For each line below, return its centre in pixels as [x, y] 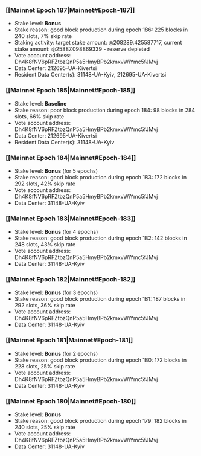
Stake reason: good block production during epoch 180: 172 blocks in [101, 360]
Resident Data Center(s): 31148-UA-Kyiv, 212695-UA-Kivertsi [90, 75]
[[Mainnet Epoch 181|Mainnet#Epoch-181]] [69, 340]
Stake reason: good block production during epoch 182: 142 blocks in [101, 238]
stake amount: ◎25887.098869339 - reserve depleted [82, 49]
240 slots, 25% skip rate [45, 427]
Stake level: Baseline [40, 103]
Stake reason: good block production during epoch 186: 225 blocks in [101, 30]
